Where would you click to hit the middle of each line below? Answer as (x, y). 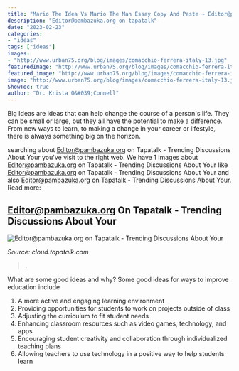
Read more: (24, 188)
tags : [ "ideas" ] (31, 47)
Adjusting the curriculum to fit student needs (83, 316)
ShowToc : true (28, 87)
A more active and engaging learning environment (91, 301)
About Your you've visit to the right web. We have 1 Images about (103, 158)
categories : (25, 34)
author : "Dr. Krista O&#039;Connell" (63, 93)
